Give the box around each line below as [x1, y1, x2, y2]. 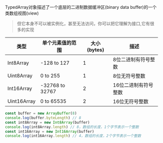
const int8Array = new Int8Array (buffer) [5, 120, 90, 125]
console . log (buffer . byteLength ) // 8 [5, 115, 81, 120]
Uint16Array [7, 98, 36, 105]
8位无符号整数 [113, 72, 146, 79]
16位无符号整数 [113, 98, 149, 105]
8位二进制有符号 [113, 56, 150, 63]
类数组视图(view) [5, 10, 39, 16]
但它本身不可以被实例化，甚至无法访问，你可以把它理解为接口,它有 [16, 21, 150, 26]
